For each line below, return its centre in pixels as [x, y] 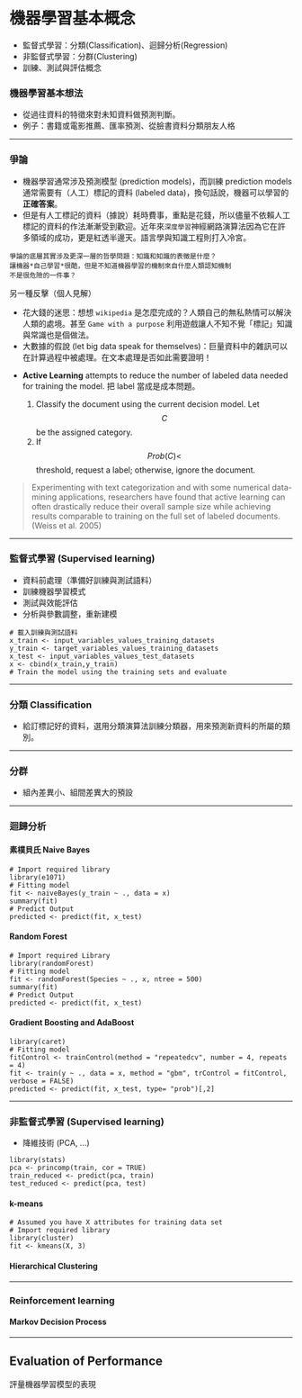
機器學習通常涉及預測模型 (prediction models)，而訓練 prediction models [157, 181]
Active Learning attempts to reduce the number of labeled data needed [155, 375]
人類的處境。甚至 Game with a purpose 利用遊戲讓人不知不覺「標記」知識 [157, 323]
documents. [258, 516]
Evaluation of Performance [86, 1362]
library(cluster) [42, 1239]
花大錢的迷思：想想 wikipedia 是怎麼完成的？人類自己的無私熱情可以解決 [157, 312]
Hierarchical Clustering [54, 1267]
